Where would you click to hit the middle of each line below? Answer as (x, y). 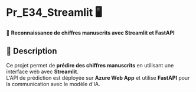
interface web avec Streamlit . (42, 71)
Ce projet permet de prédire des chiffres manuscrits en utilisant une (90, 65)
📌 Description (32, 51)
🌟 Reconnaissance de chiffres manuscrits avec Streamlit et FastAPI (91, 33)
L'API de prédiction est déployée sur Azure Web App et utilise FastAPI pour (98, 77)
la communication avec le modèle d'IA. (53, 84)
